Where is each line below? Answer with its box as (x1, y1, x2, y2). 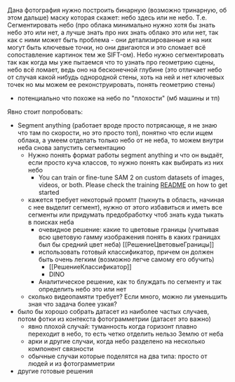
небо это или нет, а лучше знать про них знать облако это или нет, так (7, 28, 219, 36)
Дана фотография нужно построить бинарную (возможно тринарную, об (7, 6, 227, 14)
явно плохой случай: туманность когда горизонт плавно (27, 322, 198, 330)
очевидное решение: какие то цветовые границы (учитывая (38, 226, 219, 233)
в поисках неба (27, 218, 74, 226)
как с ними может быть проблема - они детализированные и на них (7, 36, 213, 44)
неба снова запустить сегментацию (17, 144, 126, 151)
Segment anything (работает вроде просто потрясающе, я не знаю (17, 121, 217, 129)
